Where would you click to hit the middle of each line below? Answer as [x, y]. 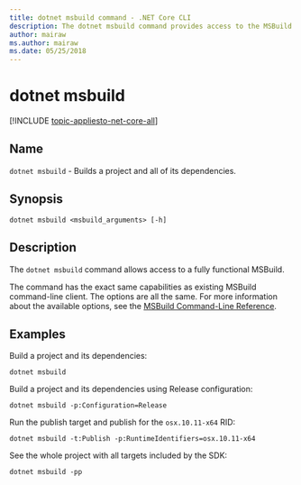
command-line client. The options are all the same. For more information [143, 296]
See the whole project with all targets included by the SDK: [119, 455]
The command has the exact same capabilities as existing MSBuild [133, 287]
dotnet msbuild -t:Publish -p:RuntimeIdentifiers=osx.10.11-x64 [132, 439]
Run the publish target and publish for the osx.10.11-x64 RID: [123, 422]
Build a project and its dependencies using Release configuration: [131, 389]
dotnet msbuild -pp [46, 472]
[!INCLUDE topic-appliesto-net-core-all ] [84, 121]
